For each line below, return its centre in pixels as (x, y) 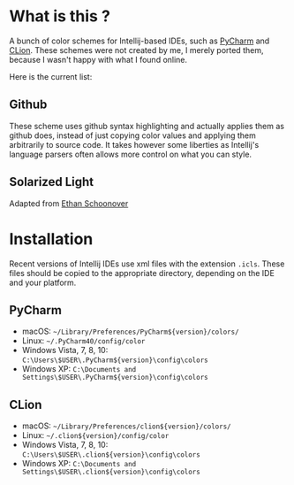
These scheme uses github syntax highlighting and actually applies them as (147, 126)
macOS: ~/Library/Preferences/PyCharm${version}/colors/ (131, 331)
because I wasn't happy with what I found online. (98, 59)
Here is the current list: (51, 76)
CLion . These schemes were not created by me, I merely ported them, (136, 50)
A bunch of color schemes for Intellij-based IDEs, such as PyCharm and (139, 41)
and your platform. (43, 282)
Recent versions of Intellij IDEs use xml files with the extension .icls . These (147, 264)
